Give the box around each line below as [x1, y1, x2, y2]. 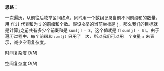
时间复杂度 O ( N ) [5, 50, 38, 56]
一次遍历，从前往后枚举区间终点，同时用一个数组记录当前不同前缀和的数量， [5, 15, 160, 21]
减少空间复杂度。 [13, 39, 48, 45]
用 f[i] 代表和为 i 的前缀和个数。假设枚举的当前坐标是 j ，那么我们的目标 [5, 21, 154, 27]
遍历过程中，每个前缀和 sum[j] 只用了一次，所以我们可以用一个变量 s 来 [5, 34, 150, 39]
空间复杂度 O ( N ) [5, 61, 38, 66]
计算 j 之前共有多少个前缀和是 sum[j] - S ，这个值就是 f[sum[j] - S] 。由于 [9, 27, 160, 33]
